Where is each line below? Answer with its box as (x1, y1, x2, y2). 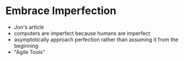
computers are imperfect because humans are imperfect (13, 29, 150, 36)
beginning (13, 42, 39, 49)
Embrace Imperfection (5, 4, 117, 18)
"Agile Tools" (13, 48, 46, 55)
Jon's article (13, 23, 44, 30)
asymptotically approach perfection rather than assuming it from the (13, 36, 179, 43)
